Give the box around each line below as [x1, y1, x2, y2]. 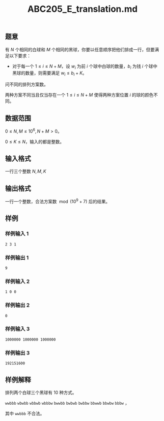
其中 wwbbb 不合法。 [5, 410, 45, 416]
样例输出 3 [5, 349, 30, 356]
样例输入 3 [5, 325, 30, 332]
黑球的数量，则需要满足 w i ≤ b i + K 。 [12, 70, 87, 77]
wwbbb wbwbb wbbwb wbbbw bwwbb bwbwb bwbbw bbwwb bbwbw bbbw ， [5, 400, 130, 406]
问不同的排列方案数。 [5, 81, 48, 87]
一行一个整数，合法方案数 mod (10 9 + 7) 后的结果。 [5, 198, 110, 204]
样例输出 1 [5, 254, 29, 261]
